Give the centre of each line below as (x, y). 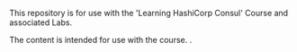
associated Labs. (41, 22)
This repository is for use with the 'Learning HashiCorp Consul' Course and (149, 13)
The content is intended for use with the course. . (101, 40)
